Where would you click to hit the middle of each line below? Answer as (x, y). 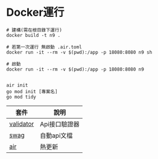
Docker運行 (35, 12)
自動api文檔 (56, 135)
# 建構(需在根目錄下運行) (34, 30)
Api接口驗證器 (60, 124)
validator (22, 123)
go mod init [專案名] (32, 91)
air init (17, 85)
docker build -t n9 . (33, 35)
